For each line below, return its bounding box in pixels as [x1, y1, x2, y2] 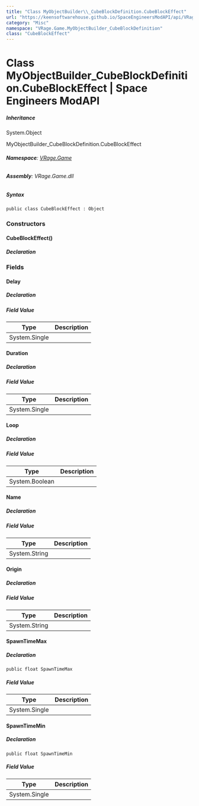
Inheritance [6, 114, 36, 121]
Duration [6, 350, 28, 357]
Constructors [6, 220, 46, 228]
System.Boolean [9, 477, 54, 485]
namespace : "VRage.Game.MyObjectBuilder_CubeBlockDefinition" [6, 25, 163, 31]
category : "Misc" [6, 20, 49, 26]
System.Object [6, 129, 42, 137]
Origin [6, 565, 22, 573]
